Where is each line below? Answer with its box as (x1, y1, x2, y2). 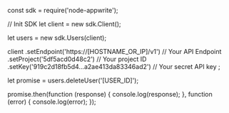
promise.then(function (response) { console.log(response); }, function (7, 90, 213, 98)
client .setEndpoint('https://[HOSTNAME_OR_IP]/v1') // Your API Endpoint (7, 48, 222, 55)
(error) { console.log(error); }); (7, 97, 96, 106)
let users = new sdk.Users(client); (7, 33, 107, 42)
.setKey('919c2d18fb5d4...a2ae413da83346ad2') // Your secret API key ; (7, 63, 220, 70)
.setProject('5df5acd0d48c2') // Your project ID (7, 55, 147, 63)
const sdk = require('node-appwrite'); (7, 6, 119, 14)
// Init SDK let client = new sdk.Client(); (7, 20, 121, 28)
